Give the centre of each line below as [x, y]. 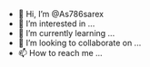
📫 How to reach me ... [60, 53]
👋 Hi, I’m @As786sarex [61, 14]
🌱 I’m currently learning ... [66, 33]
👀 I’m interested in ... [56, 24]
